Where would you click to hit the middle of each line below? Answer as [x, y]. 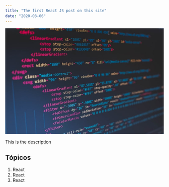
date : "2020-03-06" [26, 16]
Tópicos [18, 158]
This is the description [28, 142]
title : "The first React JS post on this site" [56, 11]
